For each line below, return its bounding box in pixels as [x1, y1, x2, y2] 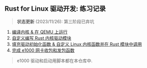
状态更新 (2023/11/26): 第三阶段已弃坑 [16, 19, 95, 24]
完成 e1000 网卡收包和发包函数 [11, 47, 75, 53]
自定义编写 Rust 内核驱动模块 [11, 35, 71, 41]
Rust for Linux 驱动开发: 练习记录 [4, 4, 106, 13]
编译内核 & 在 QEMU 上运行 [11, 29, 68, 35]
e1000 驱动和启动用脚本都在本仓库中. [16, 58, 93, 64]
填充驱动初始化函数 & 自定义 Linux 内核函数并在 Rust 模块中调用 [11, 41, 142, 47]
